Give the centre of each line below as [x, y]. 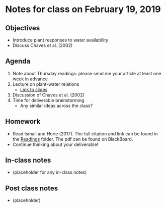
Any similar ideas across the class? [56, 106]
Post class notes [32, 188]
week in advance [30, 79]
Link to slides [34, 89]
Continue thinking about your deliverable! [55, 144]
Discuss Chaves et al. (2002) [43, 45]
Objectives [23, 28]
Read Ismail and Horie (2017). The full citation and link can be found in [85, 134]
